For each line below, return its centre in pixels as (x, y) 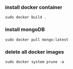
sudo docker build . (26, 17)
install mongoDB (25, 30)
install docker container (34, 7)
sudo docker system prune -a (35, 62)
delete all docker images (35, 52)
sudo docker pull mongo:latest (37, 40)
